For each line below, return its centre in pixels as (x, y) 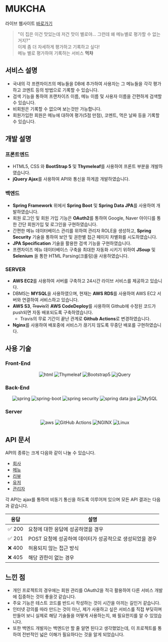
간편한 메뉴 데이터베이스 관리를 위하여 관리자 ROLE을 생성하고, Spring (82, 231)
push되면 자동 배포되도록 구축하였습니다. (53, 312)
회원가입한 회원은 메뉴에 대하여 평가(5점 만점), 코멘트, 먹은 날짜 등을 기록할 (86, 115)
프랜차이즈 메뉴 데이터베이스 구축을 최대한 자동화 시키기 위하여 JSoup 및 (84, 249)
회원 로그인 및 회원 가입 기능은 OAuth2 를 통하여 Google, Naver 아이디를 (84, 218)
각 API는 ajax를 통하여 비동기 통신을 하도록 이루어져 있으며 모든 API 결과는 (78, 500)
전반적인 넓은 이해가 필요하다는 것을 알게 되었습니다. (73, 634)
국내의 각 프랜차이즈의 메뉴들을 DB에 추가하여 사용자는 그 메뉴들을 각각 (82, 83)
